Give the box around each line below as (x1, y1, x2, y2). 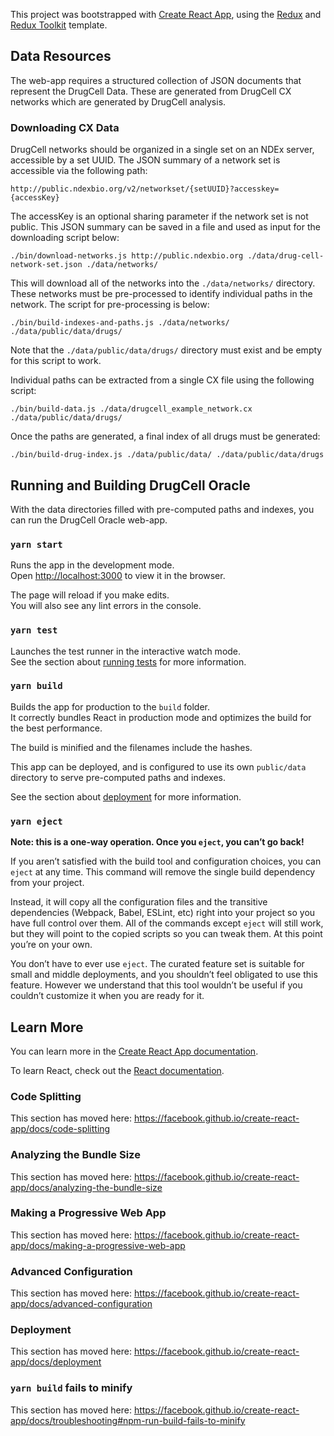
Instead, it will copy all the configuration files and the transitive (10, 896, 268, 908)
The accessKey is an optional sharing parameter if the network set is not (10, 210, 309, 223)
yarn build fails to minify (10, 1381, 133, 1395)
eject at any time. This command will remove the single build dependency (10, 866, 316, 878)
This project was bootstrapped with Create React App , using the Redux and (10, 9, 322, 20)
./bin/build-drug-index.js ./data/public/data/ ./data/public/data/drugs (10, 450, 325, 460)
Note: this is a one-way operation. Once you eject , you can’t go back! (10, 836, 305, 848)
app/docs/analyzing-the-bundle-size (10, 1181, 163, 1193)
